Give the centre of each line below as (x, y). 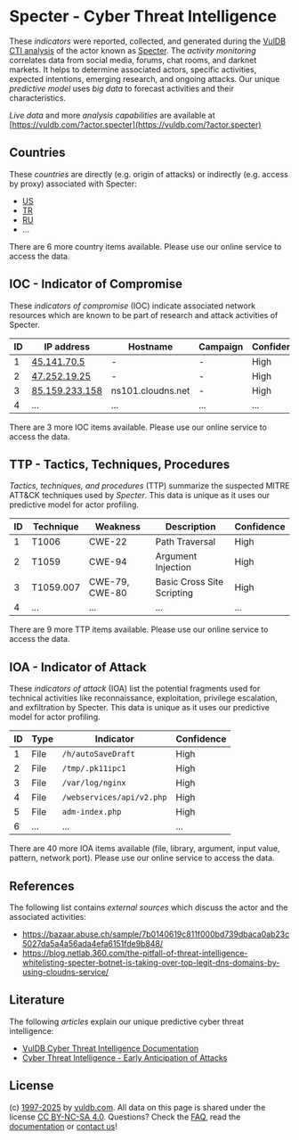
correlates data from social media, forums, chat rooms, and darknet (133, 60)
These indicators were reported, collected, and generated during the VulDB (148, 41)
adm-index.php (92, 812)
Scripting (174, 593)
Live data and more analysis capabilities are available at (112, 115)
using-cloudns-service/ (65, 972)
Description (190, 527)
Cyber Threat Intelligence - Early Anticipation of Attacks (125, 1057)
